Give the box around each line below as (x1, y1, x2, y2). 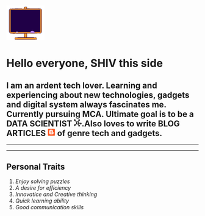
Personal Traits (6, 161, 65, 172)
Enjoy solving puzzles (15, 178, 70, 185)
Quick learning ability (15, 197, 69, 204)
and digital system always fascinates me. (6, 99, 167, 110)
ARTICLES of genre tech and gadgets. (6, 128, 163, 139)
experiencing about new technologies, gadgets (6, 90, 190, 100)
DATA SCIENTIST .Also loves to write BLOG (6, 118, 180, 129)
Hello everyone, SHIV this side (6, 56, 164, 70)
